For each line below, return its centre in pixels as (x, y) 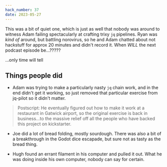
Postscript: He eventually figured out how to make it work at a (81, 108)
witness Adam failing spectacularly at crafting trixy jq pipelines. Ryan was (81, 34)
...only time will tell (24, 60)
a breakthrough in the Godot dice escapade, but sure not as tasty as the (86, 139)
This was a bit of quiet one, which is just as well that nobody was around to (82, 29)
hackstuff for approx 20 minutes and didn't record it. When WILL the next (80, 45)
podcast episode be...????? (33, 50)
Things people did (34, 75)
